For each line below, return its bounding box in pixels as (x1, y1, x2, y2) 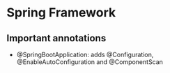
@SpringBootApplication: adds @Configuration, (16, 50, 154, 59)
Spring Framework (6, 5, 116, 21)
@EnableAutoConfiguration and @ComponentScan (16, 58, 163, 66)
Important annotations (6, 32, 107, 44)
